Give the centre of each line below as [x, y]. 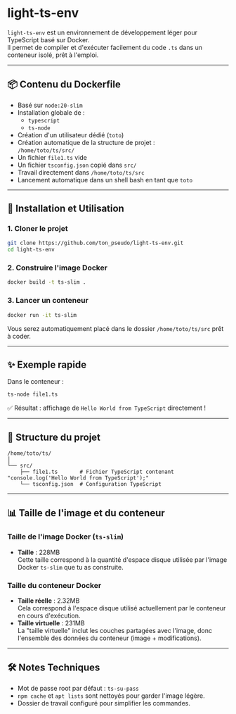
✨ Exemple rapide [47, 364]
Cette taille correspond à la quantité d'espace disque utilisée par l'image [122, 559]
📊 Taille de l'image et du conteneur [86, 513]
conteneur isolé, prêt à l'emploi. [53, 55]
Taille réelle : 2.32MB [48, 601]
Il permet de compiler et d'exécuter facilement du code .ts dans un [105, 47]
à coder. [19, 336]
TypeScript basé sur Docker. [48, 39]
